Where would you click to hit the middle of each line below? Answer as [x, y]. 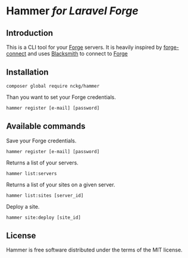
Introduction [30, 33]
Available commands [46, 126]
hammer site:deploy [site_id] [44, 217]
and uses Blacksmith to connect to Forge [78, 54]
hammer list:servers [32, 173]
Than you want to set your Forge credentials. [61, 97]
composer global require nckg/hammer [53, 86]
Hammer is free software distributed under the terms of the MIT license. [94, 250]
